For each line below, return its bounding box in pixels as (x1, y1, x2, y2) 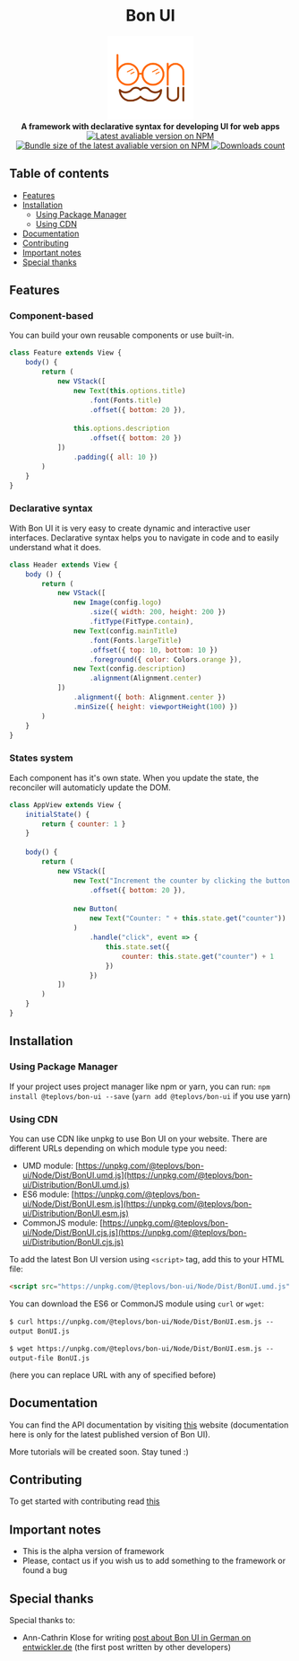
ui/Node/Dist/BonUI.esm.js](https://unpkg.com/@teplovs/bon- (21, 1198, 252, 1208)
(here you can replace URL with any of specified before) (9, 1369, 217, 1380)
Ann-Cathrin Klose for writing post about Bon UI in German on (21, 1632, 252, 1643)
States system (9, 751, 73, 764)
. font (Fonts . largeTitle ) (89, 636, 182, 645)
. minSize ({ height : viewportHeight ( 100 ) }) (73, 702, 239, 711)
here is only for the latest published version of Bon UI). (9, 1428, 210, 1439)
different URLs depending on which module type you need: (9, 1142, 227, 1154)
